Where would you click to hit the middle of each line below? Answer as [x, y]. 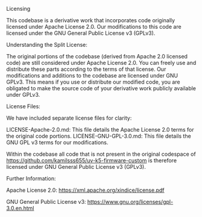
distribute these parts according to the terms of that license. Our [86, 69]
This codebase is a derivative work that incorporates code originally [91, 20]
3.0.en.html [20, 208]
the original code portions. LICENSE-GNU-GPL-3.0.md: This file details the [99, 136]
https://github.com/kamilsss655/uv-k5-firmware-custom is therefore [91, 160]
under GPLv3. [23, 95]
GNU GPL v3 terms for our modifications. [57, 142]
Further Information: [31, 179]
